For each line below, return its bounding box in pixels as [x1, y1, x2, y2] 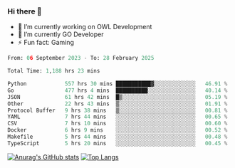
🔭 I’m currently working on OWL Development [17, 23, 152, 31]
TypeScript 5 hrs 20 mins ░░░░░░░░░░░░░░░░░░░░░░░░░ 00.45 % [7, 140, 228, 147]
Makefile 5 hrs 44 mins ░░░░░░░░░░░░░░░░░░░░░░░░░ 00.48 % [7, 133, 228, 141]
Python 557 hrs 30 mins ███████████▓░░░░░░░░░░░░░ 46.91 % [7, 80, 228, 88]
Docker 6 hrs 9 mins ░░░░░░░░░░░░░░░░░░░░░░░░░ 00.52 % [7, 127, 228, 134]
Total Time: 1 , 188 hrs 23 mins [7, 68, 100, 75]
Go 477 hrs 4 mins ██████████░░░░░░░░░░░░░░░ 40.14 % [7, 87, 228, 94]
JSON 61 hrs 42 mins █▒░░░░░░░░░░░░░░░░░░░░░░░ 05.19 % [7, 93, 228, 100]
